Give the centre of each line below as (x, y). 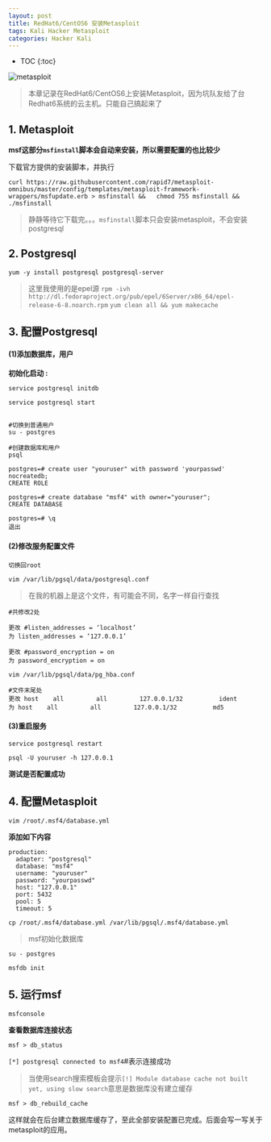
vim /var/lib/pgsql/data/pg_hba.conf (72, 674)
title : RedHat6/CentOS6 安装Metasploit (74, 23)
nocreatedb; (28, 477)
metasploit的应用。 (40, 1129)
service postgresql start (52, 403)
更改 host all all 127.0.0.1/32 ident (123, 698)
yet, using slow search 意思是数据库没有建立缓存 (110, 1088)
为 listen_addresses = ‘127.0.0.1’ (67, 636)
